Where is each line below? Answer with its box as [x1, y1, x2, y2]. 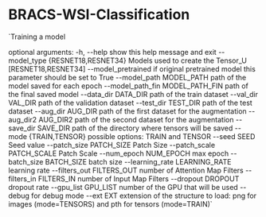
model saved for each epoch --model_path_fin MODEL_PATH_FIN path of [8, 81, 249, 91]
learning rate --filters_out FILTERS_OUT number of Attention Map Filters [8, 165, 244, 175]
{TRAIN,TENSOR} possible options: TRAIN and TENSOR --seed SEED [29, 131, 256, 141]
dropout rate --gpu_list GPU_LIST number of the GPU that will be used [8, 182, 239, 192]
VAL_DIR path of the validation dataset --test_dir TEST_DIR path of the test [8, 98, 252, 107]
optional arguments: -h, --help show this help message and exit [8, 47, 217, 56]
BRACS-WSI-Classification [8, 6, 190, 24]
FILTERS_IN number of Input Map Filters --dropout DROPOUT [37, 173, 240, 184]
